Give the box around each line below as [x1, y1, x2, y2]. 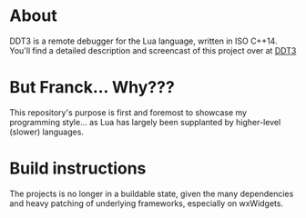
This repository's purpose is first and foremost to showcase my [9, 106, 248, 118]
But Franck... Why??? [9, 77, 175, 98]
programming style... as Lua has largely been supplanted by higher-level [9, 116, 281, 127]
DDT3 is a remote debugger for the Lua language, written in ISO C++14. [9, 35, 278, 46]
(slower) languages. [9, 126, 85, 137]
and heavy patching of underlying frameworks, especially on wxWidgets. [9, 197, 284, 209]
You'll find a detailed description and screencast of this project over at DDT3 [9, 45, 297, 55]
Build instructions [9, 158, 147, 179]
